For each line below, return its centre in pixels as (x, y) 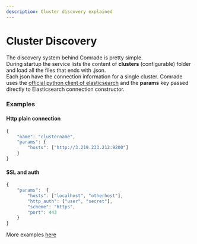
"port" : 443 (42, 212)
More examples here (31, 235)
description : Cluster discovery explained (59, 12)
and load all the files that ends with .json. (56, 70)
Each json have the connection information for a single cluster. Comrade (94, 76)
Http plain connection (34, 119)
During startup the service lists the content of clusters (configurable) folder (99, 64)
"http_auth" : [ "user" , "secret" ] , (70, 201)
